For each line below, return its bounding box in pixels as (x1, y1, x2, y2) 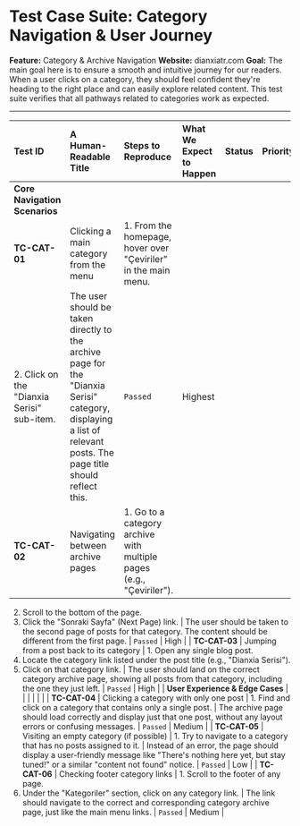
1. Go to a (123, 506, 165, 518)
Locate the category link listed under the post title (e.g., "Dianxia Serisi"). (21, 654, 291, 665)
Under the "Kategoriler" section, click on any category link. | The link (21, 788, 276, 798)
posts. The (70, 446, 114, 458)
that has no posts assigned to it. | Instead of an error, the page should (21, 740, 279, 751)
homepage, (123, 230, 172, 243)
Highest (181, 390, 215, 403)
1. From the (123, 219, 172, 232)
